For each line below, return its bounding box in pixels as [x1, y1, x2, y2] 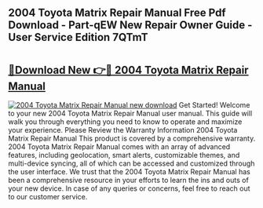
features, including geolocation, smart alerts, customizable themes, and [8, 151, 240, 159]
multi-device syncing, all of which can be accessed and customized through [8, 159, 255, 168]
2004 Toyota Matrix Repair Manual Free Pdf [8, 6, 226, 20]
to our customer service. [8, 192, 88, 201]
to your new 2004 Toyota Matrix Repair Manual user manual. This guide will [8, 109, 253, 118]
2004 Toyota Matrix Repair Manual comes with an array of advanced [8, 142, 231, 151]
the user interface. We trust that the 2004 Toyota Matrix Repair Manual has [8, 167, 251, 176]
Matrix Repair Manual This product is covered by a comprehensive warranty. [8, 133, 256, 143]
